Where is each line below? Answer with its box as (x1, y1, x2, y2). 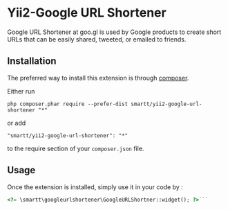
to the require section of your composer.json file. (7, 144, 144, 152)
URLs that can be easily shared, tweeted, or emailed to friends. (7, 35, 187, 43)
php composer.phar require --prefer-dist (7, 100, 129, 107)
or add (7, 119, 26, 127)
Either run (7, 87, 35, 95)
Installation (7, 55, 57, 67)
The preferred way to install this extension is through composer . (7, 73, 189, 82)
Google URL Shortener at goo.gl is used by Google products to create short (7, 28, 222, 36)
